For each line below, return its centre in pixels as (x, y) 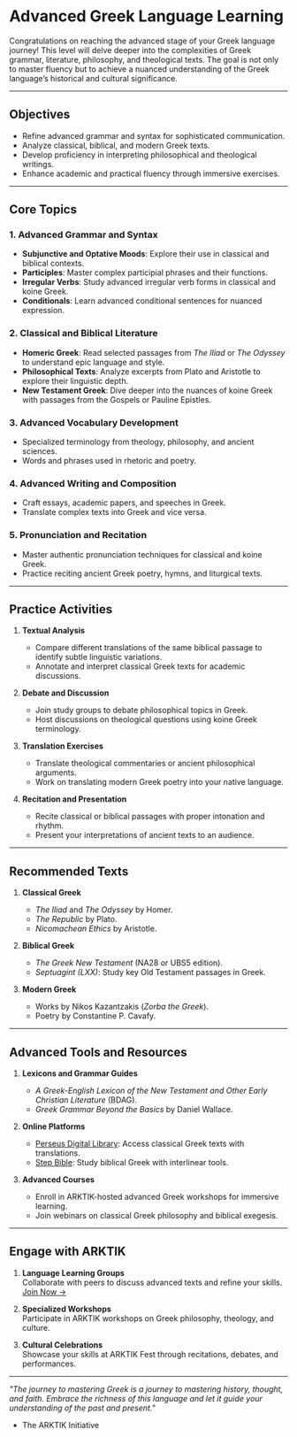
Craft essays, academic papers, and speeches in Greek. (124, 503)
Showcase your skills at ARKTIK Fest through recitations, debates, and (150, 1354)
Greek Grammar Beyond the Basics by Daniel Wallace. (134, 1110)
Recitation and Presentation (74, 799)
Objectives (40, 115)
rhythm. (49, 826)
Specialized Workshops (67, 1309)
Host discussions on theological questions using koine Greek (146, 719)
